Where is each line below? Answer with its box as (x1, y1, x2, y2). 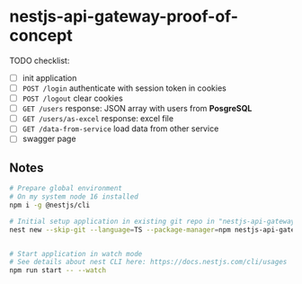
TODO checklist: (9, 55, 70, 66)
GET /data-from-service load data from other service (22, 123, 219, 134)
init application (22, 72, 77, 83)
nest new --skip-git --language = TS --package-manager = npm (9, 225, 231, 235)
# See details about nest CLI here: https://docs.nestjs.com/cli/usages (9, 258, 288, 267)
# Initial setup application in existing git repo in (9, 217, 216, 226)
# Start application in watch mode (9, 249, 143, 258)
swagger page (22, 133, 76, 145)
